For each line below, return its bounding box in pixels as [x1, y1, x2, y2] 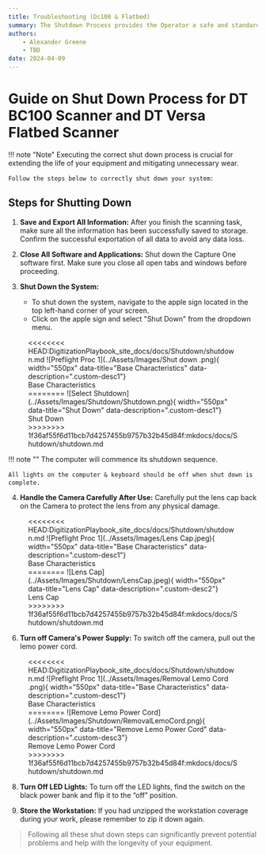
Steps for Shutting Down [8, 196, 132, 210]
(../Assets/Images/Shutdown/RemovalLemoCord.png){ [28, 715, 206, 726]
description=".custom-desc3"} [28, 733, 128, 742]
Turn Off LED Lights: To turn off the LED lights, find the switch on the [19, 782, 245, 791]
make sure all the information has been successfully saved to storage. [19, 225, 249, 235]
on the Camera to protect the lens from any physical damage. [19, 501, 220, 510]
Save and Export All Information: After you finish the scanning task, [19, 217, 243, 226]
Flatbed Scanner [8, 124, 120, 142]
